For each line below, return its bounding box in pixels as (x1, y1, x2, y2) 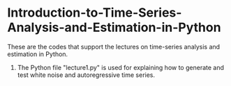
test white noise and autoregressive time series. (17, 71, 156, 79)
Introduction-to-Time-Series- (7, 5, 182, 21)
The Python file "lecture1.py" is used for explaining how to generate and (17, 63, 225, 71)
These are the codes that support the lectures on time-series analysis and (7, 42, 221, 51)
